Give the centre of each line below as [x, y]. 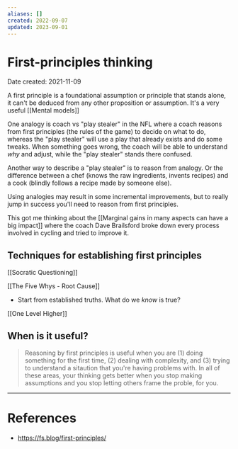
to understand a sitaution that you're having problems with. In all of [123, 368]
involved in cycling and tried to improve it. [68, 233]
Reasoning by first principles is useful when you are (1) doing [114, 353]
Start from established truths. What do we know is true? [99, 300]
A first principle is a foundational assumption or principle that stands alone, [117, 96]
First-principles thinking [80, 62]
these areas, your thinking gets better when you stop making [113, 375]
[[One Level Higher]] [37, 314]
